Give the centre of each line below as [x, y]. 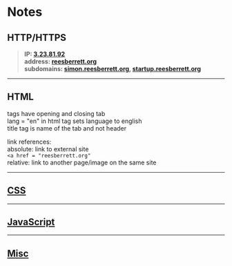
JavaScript [31, 222]
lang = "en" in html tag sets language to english [75, 121]
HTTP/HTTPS [37, 38]
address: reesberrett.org [60, 61]
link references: [29, 142]
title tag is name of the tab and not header [67, 128]
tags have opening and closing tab [56, 113]
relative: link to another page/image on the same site [82, 162]
